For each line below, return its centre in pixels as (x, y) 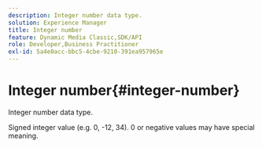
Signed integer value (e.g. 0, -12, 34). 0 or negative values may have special (131, 127)
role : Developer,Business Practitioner (74, 45)
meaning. (23, 135)
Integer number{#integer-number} (124, 90)
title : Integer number (45, 30)
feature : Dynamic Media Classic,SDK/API (76, 37)
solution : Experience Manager (58, 23)
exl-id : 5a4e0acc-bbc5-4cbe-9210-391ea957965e (86, 52)
